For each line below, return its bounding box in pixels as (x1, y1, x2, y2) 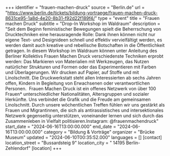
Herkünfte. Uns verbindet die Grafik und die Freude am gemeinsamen (5, 96, 151, 102)
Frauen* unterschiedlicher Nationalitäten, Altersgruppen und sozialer (5, 91, 149, 97)
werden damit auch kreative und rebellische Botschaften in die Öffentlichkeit (5, 42, 165, 48)
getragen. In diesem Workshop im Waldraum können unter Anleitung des (5, 48, 157, 54)
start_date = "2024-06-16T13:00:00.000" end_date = (5, 123, 117, 129)
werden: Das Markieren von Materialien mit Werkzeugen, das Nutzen (5, 59, 150, 64)
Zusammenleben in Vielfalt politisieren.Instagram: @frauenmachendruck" (5, 118, 159, 124)
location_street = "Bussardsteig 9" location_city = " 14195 (5, 140, 125, 146)
